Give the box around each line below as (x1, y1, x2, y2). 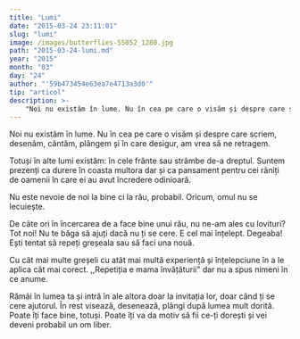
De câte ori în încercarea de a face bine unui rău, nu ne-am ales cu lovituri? (9, 219, 286, 229)
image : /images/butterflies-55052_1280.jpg (9, 37, 174, 47)
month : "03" (9, 63, 54, 72)
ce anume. (9, 274, 48, 285)
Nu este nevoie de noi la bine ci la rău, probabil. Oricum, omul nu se (9, 192, 258, 203)
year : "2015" (9, 54, 58, 63)
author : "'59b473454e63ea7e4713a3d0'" (9, 79, 154, 88)
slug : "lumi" (9, 29, 58, 38)
